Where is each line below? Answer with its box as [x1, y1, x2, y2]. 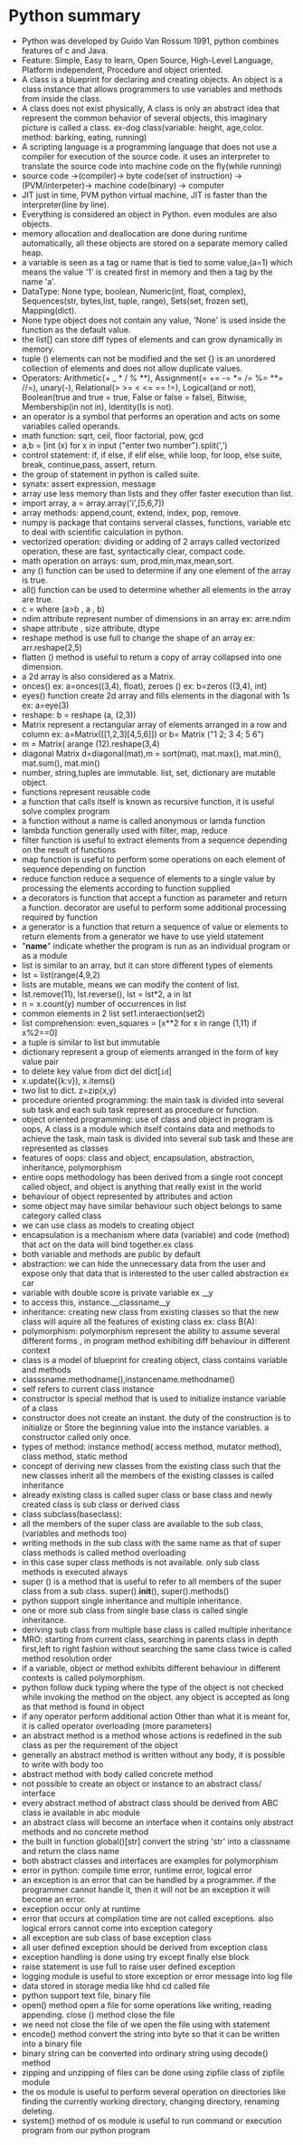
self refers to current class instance [21, 1383, 155, 1394]
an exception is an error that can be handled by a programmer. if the [21, 1874, 277, 1885]
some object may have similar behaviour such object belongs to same [21, 1200, 282, 1211]
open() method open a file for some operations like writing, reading [21, 1999, 272, 2010]
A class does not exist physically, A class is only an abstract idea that [21, 102, 279, 113]
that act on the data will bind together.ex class [21, 1239, 194, 1250]
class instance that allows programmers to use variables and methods [21, 83, 283, 94]
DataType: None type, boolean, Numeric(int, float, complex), [21, 285, 247, 296]
